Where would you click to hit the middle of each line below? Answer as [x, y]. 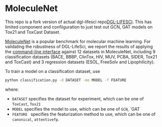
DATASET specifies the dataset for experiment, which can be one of [78, 99]
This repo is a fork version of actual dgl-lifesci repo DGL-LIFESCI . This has [78, 22]
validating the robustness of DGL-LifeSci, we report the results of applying [79, 46]
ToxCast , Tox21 [26, 104]
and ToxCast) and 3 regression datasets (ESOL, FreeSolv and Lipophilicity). [80, 62]
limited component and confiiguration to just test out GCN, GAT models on [79, 27]
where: [12, 89]
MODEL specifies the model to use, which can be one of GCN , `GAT [76, 109]
